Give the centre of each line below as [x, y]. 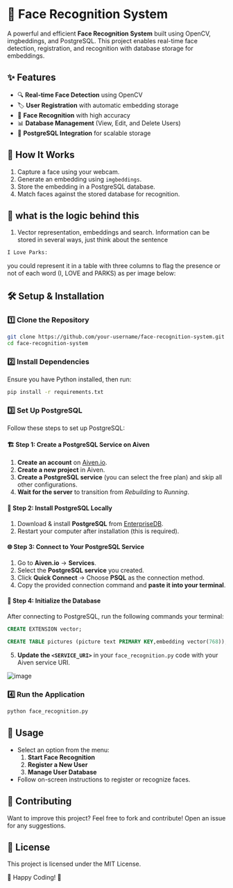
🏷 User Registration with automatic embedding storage [98, 105]
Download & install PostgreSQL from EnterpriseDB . [90, 523]
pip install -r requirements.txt [55, 392]
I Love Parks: [28, 253]
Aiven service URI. [44, 662]
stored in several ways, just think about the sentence [93, 240]
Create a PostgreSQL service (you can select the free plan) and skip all [120, 477]
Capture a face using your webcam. [68, 172]
